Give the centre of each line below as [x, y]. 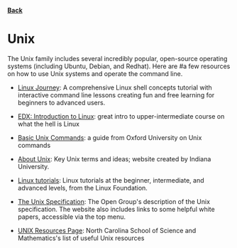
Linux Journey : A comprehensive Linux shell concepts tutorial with [115, 87]
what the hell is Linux [49, 124]
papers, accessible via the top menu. [72, 217]
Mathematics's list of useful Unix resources [81, 238]
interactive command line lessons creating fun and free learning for [116, 95]
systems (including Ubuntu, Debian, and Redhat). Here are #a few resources [119, 66]
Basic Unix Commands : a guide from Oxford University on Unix [110, 137]
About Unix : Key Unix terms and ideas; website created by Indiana [114, 158]
